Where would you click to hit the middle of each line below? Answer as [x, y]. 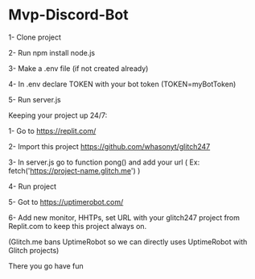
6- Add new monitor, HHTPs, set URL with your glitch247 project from [124, 217]
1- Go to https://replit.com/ [52, 131]
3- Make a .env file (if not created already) [78, 68]
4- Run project [33, 186]
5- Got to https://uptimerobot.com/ [66, 202]
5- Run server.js [35, 99]
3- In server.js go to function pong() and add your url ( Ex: [104, 162]
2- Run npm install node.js [51, 52]
